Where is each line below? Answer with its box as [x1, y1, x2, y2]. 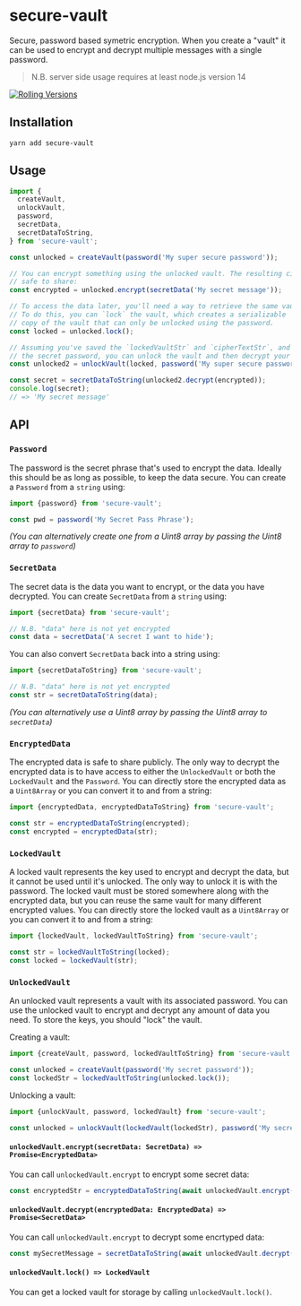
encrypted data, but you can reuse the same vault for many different [9, 895, 262, 906]
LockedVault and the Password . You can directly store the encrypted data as [9, 776, 287, 787]
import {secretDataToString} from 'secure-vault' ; [9, 666, 202, 675]
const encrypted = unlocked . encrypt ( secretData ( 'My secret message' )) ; [9, 286, 282, 295]
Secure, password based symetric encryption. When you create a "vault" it [9, 35, 286, 46]
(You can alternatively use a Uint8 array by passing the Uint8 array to [9, 706, 268, 717]
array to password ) [9, 541, 76, 551]
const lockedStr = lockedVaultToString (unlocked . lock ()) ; [9, 1073, 230, 1083]
